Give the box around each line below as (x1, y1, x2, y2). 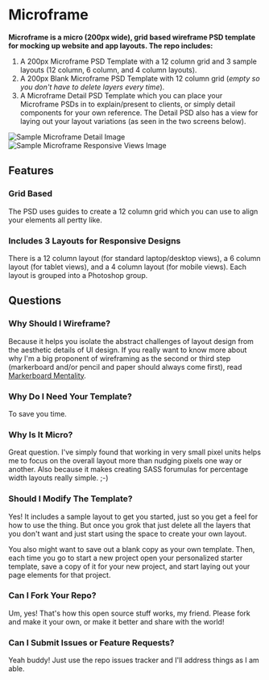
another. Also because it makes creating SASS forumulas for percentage (8, 465, 249, 475)
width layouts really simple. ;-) (8, 473, 109, 483)
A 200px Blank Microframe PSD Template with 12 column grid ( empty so (19, 73, 260, 83)
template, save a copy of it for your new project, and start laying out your (8, 562, 250, 571)
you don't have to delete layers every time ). (19, 82, 165, 92)
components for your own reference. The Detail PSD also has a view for (19, 107, 259, 118)
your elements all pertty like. (8, 215, 103, 225)
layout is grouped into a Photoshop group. (8, 270, 148, 280)
